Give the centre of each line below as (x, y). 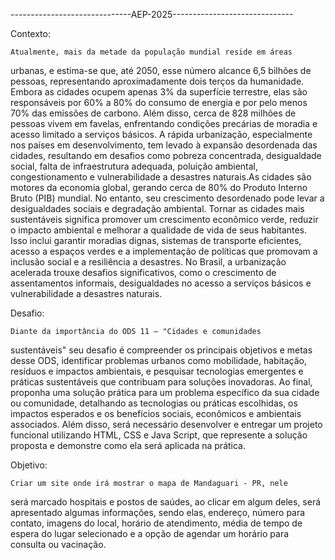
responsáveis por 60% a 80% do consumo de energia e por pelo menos (159, 102)
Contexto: (30, 33)
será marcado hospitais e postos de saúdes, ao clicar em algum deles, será (166, 502)
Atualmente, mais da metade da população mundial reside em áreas (151, 52)
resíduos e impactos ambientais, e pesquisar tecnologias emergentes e (157, 371)
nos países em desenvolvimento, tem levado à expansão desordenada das (164, 145)
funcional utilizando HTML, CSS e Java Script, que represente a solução (159, 435)
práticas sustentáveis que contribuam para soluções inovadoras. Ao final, (161, 382)
